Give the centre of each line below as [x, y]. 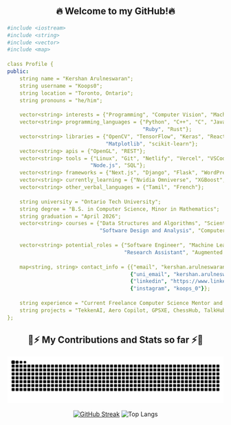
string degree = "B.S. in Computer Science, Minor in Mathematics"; [120, 209]
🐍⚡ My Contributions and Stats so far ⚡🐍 [115, 340]
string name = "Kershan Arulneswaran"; [77, 78]
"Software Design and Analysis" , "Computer [163, 231]
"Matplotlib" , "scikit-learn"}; [152, 143]
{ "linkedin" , [149, 282]
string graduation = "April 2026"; [70, 216]
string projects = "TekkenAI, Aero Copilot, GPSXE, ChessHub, [110, 310]
